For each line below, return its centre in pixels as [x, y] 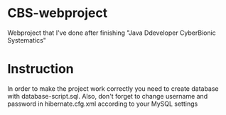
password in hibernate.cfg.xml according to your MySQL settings [103, 104]
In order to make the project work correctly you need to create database [113, 88]
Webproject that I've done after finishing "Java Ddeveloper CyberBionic [112, 33]
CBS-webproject [58, 13]
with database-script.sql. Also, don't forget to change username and [108, 96]
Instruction [41, 69]
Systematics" [27, 40]
